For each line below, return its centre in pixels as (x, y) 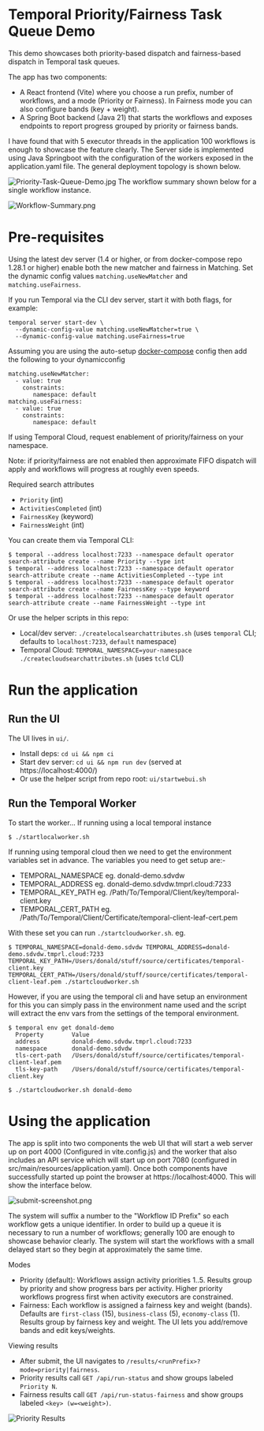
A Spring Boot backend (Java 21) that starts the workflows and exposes (136, 117)
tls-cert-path (38, 1055)
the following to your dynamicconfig (67, 359)
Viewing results (33, 1346)
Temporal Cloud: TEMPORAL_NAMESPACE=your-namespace (106, 650)
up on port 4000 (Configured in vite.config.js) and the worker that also (123, 1151)
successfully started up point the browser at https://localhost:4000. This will (132, 1177)
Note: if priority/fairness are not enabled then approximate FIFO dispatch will (132, 461)
